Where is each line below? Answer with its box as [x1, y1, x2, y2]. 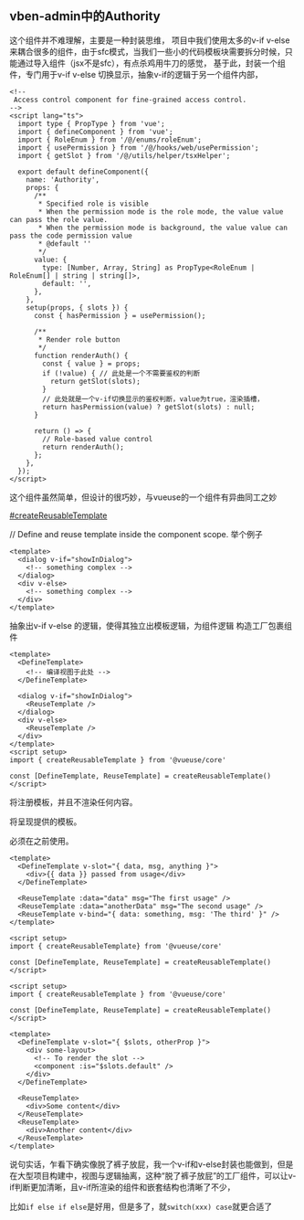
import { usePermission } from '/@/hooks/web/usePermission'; [17, 143, 259, 153]
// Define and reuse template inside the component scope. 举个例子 [9, 528, 263, 539]
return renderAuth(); [42, 442, 125, 451]
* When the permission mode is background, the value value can [37, 223, 288, 232]
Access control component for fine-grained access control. [13, 95, 247, 104]
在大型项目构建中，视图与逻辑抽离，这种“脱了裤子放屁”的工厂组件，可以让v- [9, 1170, 297, 1181]
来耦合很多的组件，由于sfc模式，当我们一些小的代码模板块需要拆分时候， [9, 46, 286, 57]
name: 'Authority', [26, 175, 100, 185]
